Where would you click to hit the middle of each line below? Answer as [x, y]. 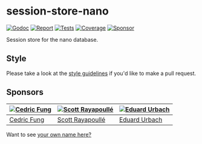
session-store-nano [57, 11]
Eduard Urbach [141, 119]
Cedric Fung [27, 119]
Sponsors [25, 92]
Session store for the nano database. [52, 39]
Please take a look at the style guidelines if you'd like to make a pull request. [101, 73]
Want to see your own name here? [49, 134]
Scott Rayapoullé [81, 119]
